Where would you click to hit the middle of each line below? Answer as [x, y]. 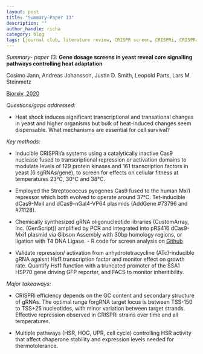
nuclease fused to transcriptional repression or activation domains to [101, 160]
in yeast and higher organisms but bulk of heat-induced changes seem [103, 123]
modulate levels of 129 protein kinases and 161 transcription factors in [101, 166]
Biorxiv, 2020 [23, 93]
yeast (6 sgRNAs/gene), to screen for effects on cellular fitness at [97, 172]
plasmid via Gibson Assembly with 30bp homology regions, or [105, 234]
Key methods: [24, 142]
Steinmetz [19, 82]
